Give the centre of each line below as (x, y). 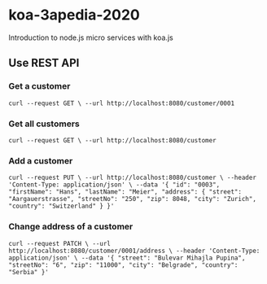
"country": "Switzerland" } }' (61, 206)
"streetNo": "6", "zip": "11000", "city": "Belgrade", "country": (123, 265)
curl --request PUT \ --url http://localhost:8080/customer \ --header (132, 178)
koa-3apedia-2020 (74, 15)
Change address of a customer (71, 227)
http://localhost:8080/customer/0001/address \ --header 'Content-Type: (134, 251)
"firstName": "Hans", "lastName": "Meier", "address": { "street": (125, 192)
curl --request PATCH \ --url (60, 243)
